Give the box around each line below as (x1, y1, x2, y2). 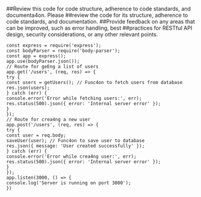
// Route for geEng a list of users (6, 63, 99, 69)
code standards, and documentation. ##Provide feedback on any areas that (6, 18, 195, 25)
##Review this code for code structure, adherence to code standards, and (6, 5, 191, 12)
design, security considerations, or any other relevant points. (6, 31, 159, 38)
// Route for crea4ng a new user (6, 117, 91, 123)
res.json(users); (6, 85, 50, 91)
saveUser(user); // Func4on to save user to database (6, 138, 145, 144)
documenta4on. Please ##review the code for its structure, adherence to (6, 11, 188, 19)
